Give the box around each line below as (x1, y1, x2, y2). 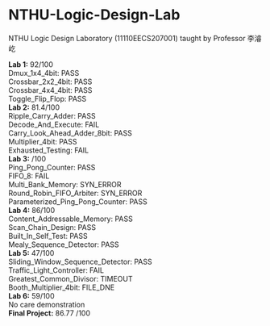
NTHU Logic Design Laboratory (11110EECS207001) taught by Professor (8, 33, 246, 43)
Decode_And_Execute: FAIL (8, 119, 100, 129)
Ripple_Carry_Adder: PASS (8, 111, 96, 120)
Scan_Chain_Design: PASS (8, 222, 97, 232)
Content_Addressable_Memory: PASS (8, 214, 133, 224)
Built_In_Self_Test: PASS (8, 231, 88, 240)
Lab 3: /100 (8, 153, 47, 163)
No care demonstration (8, 299, 85, 309)
